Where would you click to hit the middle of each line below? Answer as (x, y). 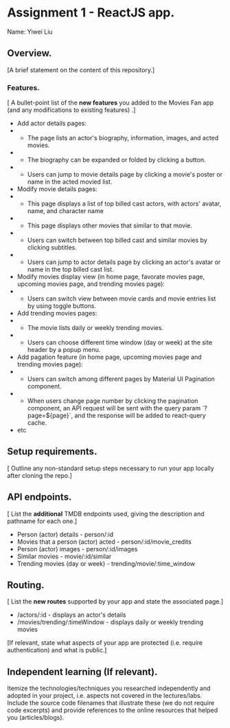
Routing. (26, 585)
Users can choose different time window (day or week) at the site (120, 342)
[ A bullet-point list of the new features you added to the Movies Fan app (111, 103)
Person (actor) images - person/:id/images (77, 549)
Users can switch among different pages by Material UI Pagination (121, 379)
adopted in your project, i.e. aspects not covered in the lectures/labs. (105, 696)
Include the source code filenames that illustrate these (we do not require (111, 703)
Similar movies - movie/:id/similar (64, 556)
